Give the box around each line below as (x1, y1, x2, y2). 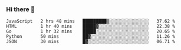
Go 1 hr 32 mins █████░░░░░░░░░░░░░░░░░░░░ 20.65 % (6, 28, 176, 34)
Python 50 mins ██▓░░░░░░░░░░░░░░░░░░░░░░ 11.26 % (6, 34, 176, 40)
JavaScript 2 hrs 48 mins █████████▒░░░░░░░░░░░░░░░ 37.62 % (6, 19, 176, 24)
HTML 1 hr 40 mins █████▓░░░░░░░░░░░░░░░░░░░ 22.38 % (6, 23, 176, 30)
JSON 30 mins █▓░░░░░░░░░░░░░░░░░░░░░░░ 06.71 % (6, 39, 176, 45)
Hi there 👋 (6, 5, 35, 13)
